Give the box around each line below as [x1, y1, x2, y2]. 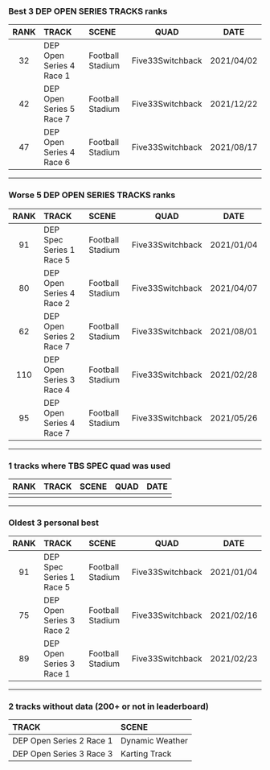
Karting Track [120, 748, 172, 760]
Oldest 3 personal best [8, 517, 99, 528]
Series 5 [43, 103, 76, 114]
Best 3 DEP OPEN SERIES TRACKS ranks [8, 6, 168, 17]
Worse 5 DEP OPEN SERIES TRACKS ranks [8, 189, 176, 201]
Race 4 [43, 384, 71, 395]
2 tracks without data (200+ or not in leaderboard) [8, 701, 209, 712]
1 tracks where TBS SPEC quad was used [8, 460, 171, 471]
